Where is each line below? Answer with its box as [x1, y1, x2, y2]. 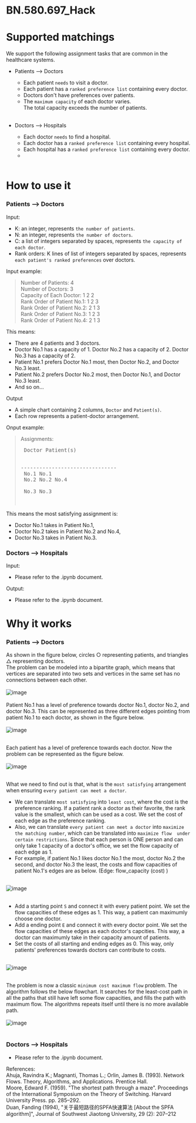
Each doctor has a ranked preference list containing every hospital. [23, 140, 191, 147]
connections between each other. [6, 676, 87, 684]
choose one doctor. [14, 915, 62, 923]
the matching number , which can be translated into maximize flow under [14, 829, 191, 837]
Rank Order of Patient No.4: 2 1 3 [20, 317, 101, 324]
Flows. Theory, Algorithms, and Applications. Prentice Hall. [6, 1078, 148, 1085]
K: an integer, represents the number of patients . [14, 225, 135, 232]
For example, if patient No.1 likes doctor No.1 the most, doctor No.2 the [14, 855, 185, 862]
